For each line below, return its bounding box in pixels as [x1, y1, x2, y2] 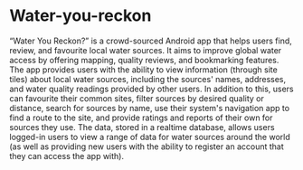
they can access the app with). [9, 150, 125, 161]
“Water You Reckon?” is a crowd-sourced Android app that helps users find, [9, 35, 292, 46]
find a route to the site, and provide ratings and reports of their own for [9, 112, 273, 123]
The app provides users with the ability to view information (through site [9, 64, 278, 75]
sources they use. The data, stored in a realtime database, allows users [9, 121, 275, 132]
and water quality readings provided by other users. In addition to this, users [9, 83, 294, 94]
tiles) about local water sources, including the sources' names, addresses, [9, 73, 287, 84]
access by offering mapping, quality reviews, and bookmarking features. [9, 54, 279, 65]
